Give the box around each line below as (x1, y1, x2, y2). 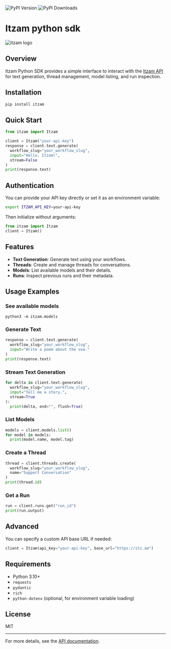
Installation (5, 88, 42, 97)
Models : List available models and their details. (12, 267, 112, 273)
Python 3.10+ (12, 573, 41, 580)
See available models (5, 302, 59, 309)
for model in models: (5, 432, 51, 438)
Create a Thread (5, 449, 46, 456)
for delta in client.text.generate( (5, 380, 83, 386)
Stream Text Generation (5, 368, 66, 375)
